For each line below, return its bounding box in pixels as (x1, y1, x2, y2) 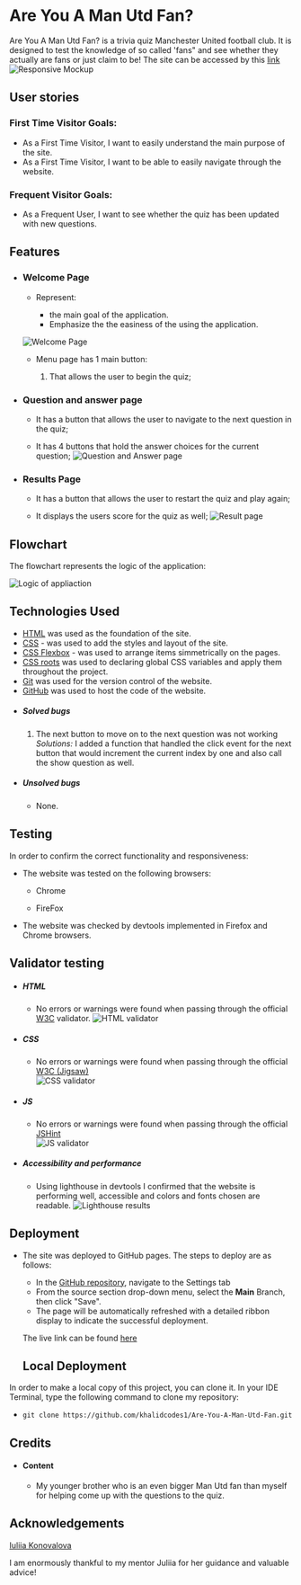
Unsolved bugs (22, 778, 81, 788)
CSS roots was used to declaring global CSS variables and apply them (22, 656, 283, 667)
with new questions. (22, 218, 97, 229)
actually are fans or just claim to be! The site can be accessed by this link (9, 54, 280, 65)
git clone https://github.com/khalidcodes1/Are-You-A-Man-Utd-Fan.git (22, 1411, 293, 1420)
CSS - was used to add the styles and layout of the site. (22, 637, 229, 648)
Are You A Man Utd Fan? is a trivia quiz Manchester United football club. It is (9, 35, 292, 46)
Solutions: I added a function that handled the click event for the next (35, 738, 292, 749)
